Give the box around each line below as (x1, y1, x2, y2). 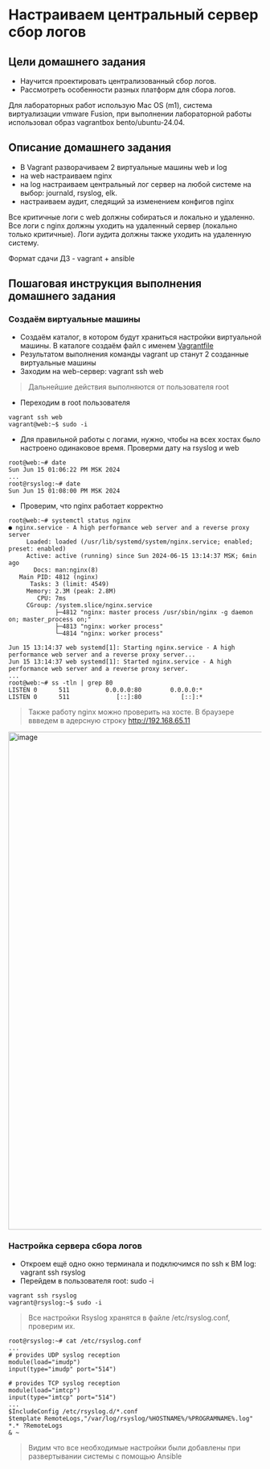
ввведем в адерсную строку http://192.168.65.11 (27, 715, 190, 725)
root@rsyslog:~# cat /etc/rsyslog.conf (8, 1337, 142, 1345)
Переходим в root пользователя (19, 397, 131, 407)
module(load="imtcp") (8, 1386, 81, 1394)
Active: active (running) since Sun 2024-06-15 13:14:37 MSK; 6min (26, 551, 257, 560)
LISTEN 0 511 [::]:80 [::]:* (8, 693, 203, 701)
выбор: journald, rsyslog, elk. (19, 188, 118, 198)
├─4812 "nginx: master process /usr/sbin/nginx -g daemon (55, 608, 253, 616)
